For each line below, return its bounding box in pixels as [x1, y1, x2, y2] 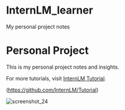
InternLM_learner [6, 4, 93, 17]
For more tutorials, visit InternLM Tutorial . [6, 75, 106, 82]
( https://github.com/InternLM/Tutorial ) [6, 86, 99, 93]
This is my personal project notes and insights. [6, 63, 120, 70]
